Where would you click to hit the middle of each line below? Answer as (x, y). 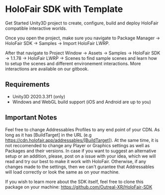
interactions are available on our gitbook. (47, 69)
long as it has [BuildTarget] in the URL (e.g (48, 135)
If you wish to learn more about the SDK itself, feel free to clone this (74, 182)
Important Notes (31, 117)
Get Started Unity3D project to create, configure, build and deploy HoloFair (82, 23)
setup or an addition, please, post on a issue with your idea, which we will (81, 156)
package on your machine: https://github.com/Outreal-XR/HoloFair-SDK (79, 187)
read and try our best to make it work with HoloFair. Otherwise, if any (76, 161)
